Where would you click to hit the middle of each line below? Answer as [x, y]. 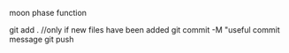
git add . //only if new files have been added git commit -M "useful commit [144, 30]
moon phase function [48, 13]
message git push [42, 39]
